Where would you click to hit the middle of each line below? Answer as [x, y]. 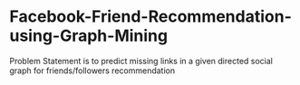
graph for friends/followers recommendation [92, 71]
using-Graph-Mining [89, 36]
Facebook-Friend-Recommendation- [150, 17]
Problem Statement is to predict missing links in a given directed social [141, 61]
